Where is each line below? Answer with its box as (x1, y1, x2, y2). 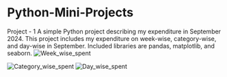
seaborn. (7, 49, 33, 57)
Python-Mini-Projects (7, 5, 134, 20)
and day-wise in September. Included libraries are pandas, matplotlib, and (7, 42, 215, 50)
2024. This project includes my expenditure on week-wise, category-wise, (7, 34, 217, 42)
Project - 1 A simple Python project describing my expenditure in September (7, 27, 221, 35)
